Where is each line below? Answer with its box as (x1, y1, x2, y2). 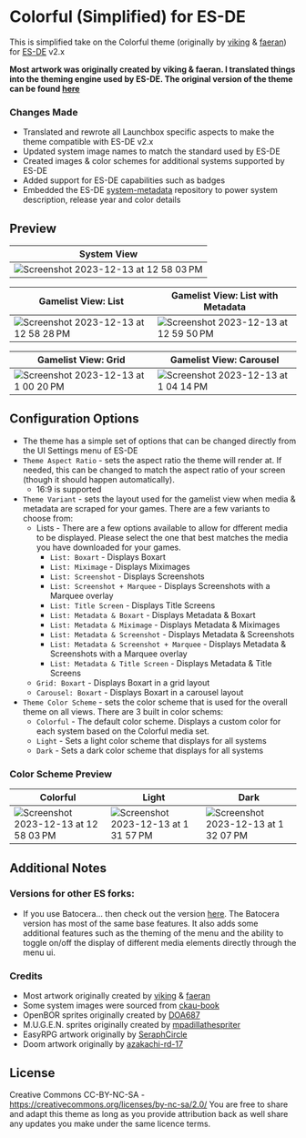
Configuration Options (9, 412, 139, 427)
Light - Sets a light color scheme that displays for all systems (36, 735, 267, 746)
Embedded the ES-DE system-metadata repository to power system (22, 185, 278, 196)
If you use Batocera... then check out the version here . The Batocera (22, 908, 280, 919)
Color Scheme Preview (9, 767, 112, 780)
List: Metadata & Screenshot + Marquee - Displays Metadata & (49, 638, 287, 649)
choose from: (22, 513, 74, 523)
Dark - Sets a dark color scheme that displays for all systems (36, 745, 264, 756)
